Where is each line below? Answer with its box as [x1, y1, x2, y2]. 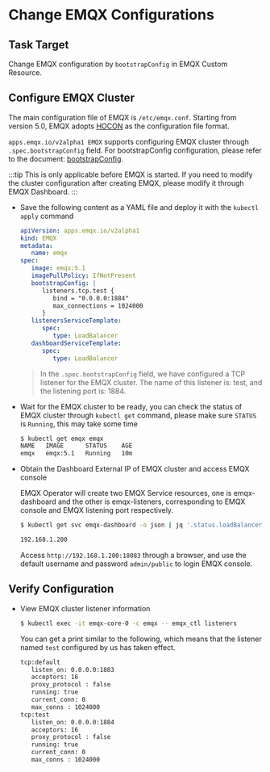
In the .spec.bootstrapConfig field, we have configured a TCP [39, 369, 246, 379]
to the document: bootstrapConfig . [8, 153, 123, 163]
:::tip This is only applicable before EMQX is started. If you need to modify [8, 170, 253, 179]
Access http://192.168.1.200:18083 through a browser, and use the [19, 550, 247, 560]
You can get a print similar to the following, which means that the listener [19, 634, 262, 644]
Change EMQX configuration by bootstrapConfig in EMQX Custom [8, 59, 228, 69]
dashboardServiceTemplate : [31, 339, 123, 347]
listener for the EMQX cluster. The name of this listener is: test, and [39, 377, 263, 387]
